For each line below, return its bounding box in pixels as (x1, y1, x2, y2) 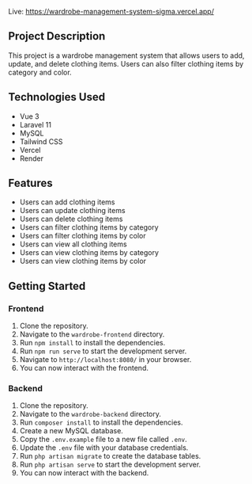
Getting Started (8, 279, 86, 292)
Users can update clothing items (19, 206, 126, 215)
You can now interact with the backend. (19, 468, 149, 478)
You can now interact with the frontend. (19, 364, 149, 373)
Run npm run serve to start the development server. (19, 346, 187, 356)
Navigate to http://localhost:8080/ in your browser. (19, 355, 192, 364)
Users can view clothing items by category (19, 248, 160, 257)
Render (19, 154, 44, 163)
